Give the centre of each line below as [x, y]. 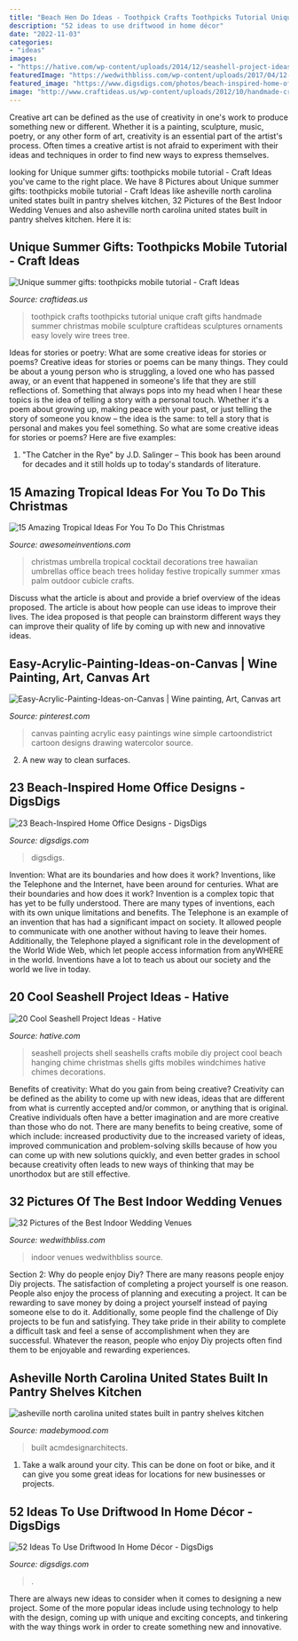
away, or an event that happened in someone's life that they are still [133, 381]
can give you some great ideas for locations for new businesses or [144, 1474]
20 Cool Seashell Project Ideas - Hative [119, 997]
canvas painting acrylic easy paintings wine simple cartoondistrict [152, 733]
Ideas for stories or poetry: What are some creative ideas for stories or [138, 353]
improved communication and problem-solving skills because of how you [143, 1146]
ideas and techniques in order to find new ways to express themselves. [139, 155]
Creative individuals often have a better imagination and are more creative [144, 1117]
